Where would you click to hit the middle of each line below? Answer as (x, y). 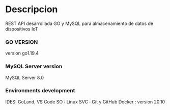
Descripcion (32, 9)
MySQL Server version (34, 66)
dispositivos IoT (22, 29)
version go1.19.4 (22, 53)
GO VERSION (22, 42)
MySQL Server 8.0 (25, 77)
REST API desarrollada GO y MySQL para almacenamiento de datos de (79, 23)
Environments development (40, 91)
